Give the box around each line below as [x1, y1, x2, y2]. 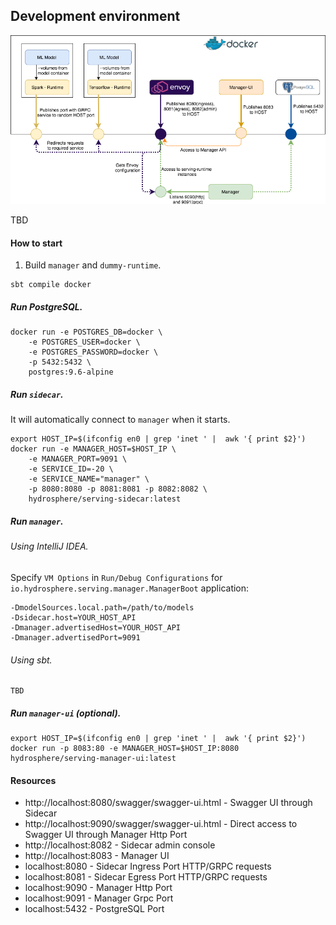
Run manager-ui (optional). [10, 707, 122, 719]
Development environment [10, 8, 181, 25]
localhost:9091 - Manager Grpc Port [24, 892, 174, 904]
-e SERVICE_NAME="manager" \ [28, 474, 150, 484]
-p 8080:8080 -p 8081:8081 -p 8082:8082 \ [28, 484, 208, 494]
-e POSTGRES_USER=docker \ [28, 337, 141, 348]
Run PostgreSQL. [10, 301, 83, 313]
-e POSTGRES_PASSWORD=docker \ [28, 347, 159, 358]
